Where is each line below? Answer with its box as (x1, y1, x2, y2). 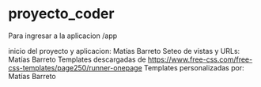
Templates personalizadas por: (143, 62, 244, 72)
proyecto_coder (8, 5, 115, 23)
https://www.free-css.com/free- (147, 55, 253, 64)
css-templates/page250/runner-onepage (8, 62, 142, 72)
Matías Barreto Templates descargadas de (8, 55, 146, 64)
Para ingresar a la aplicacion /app (8, 31, 118, 40)
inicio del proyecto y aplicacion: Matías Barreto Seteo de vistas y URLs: (8, 46, 240, 55)
